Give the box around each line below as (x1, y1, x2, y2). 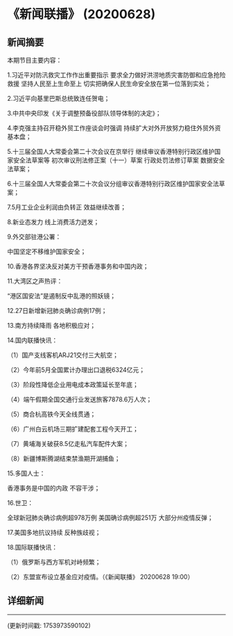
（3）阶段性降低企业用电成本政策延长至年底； (7, 381, 139, 388)
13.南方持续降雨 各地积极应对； (7, 321, 96, 329)
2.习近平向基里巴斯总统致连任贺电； (7, 95, 110, 102)
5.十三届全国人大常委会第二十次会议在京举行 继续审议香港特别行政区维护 (7, 148, 215, 155)
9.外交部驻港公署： (7, 232, 62, 241)
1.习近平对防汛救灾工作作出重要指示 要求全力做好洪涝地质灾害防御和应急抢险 (7, 71, 226, 79)
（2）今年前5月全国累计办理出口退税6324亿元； (7, 366, 146, 374)
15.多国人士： (7, 469, 46, 477)
